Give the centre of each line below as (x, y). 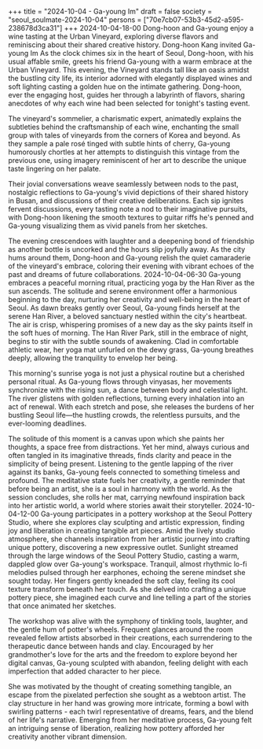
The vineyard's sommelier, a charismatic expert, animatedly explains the (125, 118)
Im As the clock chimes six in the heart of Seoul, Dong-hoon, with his (142, 53)
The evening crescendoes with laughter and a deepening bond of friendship (131, 241)
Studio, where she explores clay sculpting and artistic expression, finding (126, 522)
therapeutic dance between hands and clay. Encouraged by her (111, 646)
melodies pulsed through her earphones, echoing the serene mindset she (127, 572)
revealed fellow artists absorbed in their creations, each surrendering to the (130, 638)
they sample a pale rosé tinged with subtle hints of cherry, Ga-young (119, 144)
